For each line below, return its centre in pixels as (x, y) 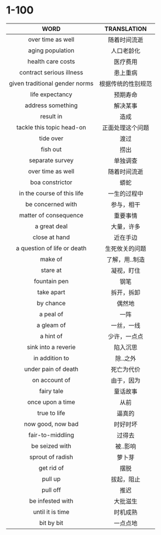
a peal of (51, 314)
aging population (52, 50)
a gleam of (51, 325)
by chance (52, 303)
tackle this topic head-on (52, 127)
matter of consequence (51, 215)
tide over (51, 138)
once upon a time (51, 402)
